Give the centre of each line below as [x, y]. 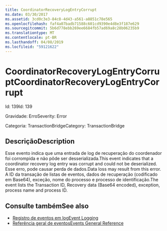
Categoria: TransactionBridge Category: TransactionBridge [65, 125]
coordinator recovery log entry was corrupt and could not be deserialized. [81, 164]
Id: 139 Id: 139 [19, 106]
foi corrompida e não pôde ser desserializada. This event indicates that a [79, 159]
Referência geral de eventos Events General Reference [68, 223]
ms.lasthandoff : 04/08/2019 [34, 42]
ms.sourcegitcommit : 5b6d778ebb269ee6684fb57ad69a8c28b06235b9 [72, 28]
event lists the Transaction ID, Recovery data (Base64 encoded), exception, [83, 185]
